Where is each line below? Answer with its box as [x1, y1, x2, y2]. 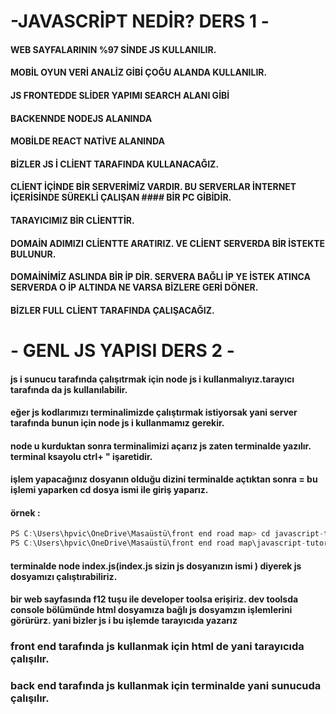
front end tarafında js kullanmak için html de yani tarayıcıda [10, 640, 305, 654]
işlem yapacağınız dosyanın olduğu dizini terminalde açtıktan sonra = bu [10, 473, 318, 485]
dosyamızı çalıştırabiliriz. [10, 570, 118, 582]
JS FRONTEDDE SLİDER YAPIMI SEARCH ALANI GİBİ [10, 89, 230, 101]
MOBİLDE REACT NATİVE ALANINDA [10, 135, 165, 147]
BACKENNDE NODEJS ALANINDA [10, 112, 153, 124]
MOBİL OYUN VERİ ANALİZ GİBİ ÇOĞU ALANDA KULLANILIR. [10, 66, 268, 79]
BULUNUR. [10, 248, 57, 260]
